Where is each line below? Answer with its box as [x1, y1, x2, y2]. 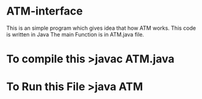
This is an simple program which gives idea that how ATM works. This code [6, 24, 197, 32]
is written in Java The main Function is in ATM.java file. [6, 30, 145, 38]
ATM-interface [6, 4, 83, 18]
